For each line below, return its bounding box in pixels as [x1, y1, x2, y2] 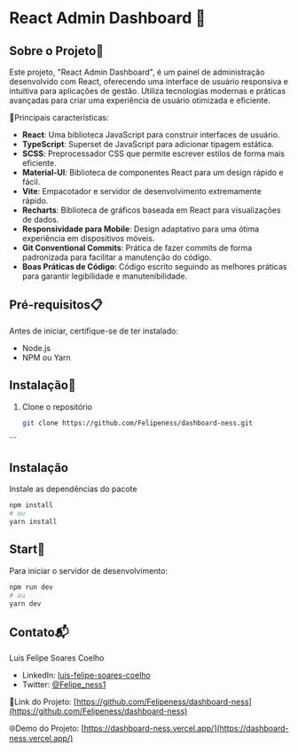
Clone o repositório [21, 401, 93, 411]
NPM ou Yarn [21, 352, 71, 363]
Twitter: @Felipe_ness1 [21, 679, 106, 690]
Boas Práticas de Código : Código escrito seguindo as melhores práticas [21, 262, 287, 271]
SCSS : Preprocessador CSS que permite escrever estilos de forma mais [21, 148, 286, 159]
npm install [9, 501, 53, 510]
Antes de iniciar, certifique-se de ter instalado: [9, 325, 179, 336]
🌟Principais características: [9, 113, 109, 122]
